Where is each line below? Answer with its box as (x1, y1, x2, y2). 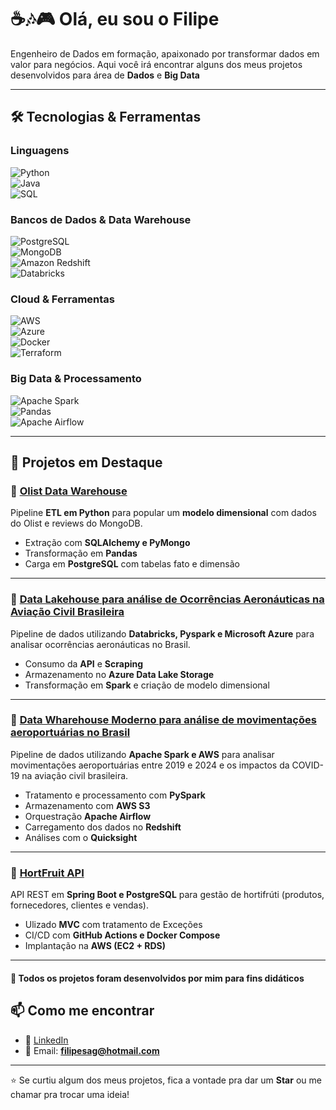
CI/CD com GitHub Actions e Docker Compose (24, 929, 221, 941)
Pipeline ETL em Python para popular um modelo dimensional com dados (10, 507, 317, 519)
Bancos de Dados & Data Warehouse (10, 212, 192, 226)
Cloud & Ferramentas (10, 292, 115, 306)
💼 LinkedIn (24, 1034, 69, 1046)
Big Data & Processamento (10, 372, 142, 386)
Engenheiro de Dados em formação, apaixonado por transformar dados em (10, 47, 320, 60)
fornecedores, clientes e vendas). (10, 899, 150, 911)
